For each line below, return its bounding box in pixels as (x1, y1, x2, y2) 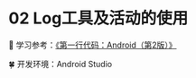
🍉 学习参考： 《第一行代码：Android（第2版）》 (8, 39, 177, 50)
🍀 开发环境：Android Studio (8, 58, 113, 69)
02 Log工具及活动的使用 (8, 8, 189, 29)
